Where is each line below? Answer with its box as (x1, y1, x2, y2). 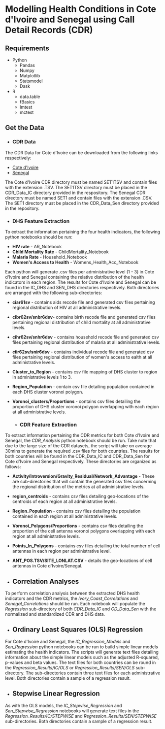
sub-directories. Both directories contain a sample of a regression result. (5, 718, 153, 724)
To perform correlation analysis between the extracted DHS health (5, 590, 140, 596)
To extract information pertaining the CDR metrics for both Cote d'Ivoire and (5, 432, 160, 438)
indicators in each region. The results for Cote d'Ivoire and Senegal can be (5, 279, 157, 285)
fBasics (19, 99, 35, 104)
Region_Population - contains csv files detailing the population (12, 508, 141, 514)
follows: (5, 464, 21, 470)
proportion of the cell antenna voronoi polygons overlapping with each (12, 528, 156, 534)
